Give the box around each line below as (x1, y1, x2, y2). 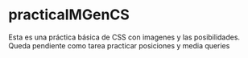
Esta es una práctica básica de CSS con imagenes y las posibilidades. (8, 32, 240, 42)
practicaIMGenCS (8, 6, 130, 24)
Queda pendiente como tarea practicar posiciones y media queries (8, 40, 230, 50)
